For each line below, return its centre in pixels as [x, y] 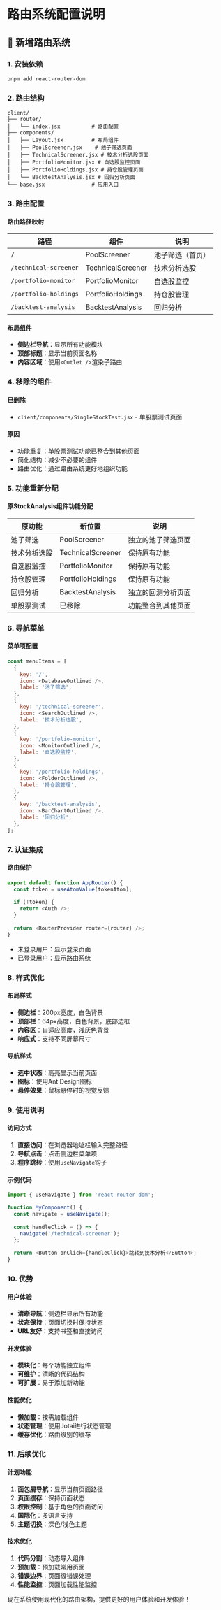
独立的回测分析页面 [160, 592]
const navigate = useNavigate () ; [62, 1214]
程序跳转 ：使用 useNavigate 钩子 [62, 1163]
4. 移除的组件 [30, 382]
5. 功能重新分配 [33, 488]
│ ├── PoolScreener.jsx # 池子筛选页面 [70, 148]
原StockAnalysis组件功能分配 [50, 506]
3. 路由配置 [26, 203]
